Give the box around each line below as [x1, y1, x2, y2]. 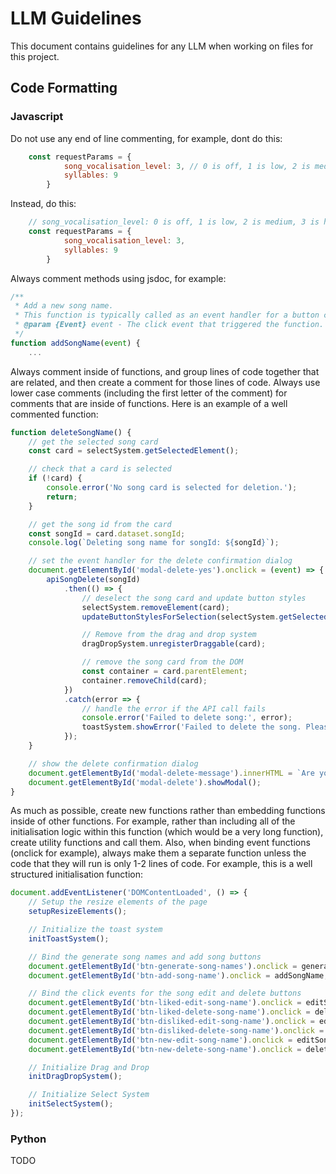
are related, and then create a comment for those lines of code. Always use [10, 376, 321, 388]
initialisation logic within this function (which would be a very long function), [10, 826, 324, 838]
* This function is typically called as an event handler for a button [14, 310, 320, 321]
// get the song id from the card [28, 519, 172, 529]
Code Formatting [10, 80, 118, 97]
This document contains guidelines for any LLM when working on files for [10, 40, 314, 52]
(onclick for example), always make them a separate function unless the [10, 847, 307, 859]
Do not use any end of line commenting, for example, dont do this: [10, 132, 283, 144]
